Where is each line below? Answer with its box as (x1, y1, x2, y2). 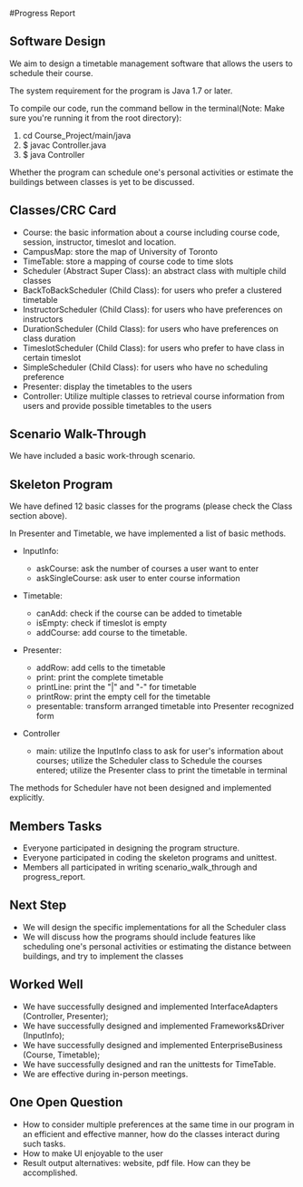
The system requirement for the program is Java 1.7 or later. (9, 85, 233, 96)
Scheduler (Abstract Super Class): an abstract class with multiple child (22, 265, 287, 276)
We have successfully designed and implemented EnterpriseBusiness (22, 1039, 283, 1050)
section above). (9, 511, 68, 521)
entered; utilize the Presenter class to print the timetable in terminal (35, 765, 288, 776)
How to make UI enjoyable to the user (22, 1147, 163, 1159)
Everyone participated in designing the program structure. (22, 842, 240, 853)
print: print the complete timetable (35, 672, 164, 683)
